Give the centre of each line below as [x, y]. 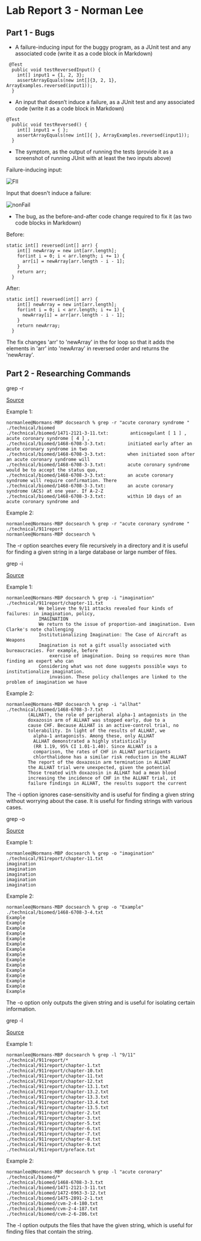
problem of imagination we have [47, 682]
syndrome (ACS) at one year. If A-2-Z [55, 491]
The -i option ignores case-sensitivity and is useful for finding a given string [100, 794]
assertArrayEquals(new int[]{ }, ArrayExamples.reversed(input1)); [103, 135]
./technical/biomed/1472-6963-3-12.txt [56, 1193]
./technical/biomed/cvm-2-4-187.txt [52, 1209]
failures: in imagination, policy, [51, 614]
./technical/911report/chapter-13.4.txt [58, 1102]
